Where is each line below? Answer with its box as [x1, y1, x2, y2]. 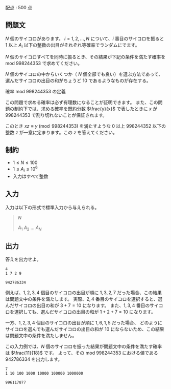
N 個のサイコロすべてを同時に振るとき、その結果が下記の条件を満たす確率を [5, 53, 166, 60]
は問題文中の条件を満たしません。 [5, 333, 77, 339]
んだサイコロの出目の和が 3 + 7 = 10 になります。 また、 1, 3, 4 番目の [5, 302, 150, 309]
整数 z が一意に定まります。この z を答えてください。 [5, 129, 117, 135]
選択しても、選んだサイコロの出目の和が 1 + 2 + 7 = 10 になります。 [14, 309, 156, 315]
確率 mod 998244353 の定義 [5, 88, 66, 94]
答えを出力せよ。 [5, 256, 41, 262]
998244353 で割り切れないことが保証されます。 [5, 112, 107, 118]
